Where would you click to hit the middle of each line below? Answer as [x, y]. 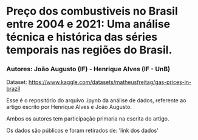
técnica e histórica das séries [82, 37]
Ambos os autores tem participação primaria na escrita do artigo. [88, 119]
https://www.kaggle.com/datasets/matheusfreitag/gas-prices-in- [110, 82]
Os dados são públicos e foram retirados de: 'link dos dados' [83, 131]
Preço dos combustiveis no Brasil [92, 11]
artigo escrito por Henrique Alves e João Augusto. [69, 107]
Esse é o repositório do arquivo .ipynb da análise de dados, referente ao [96, 100]
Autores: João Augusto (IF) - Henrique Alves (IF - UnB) [88, 69]
